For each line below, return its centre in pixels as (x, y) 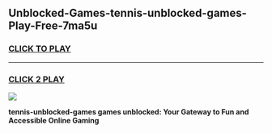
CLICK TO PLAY (40, 49)
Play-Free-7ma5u (53, 26)
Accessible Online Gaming (54, 120)
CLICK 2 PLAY (36, 79)
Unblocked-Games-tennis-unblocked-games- (127, 13)
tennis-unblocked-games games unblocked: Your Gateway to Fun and (129, 111)
